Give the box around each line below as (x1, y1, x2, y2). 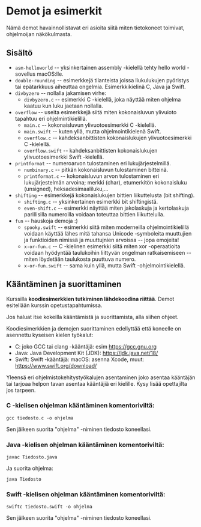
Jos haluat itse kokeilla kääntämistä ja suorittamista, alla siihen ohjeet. (6, 313, 179, 320)
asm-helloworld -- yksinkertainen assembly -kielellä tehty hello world (14, 64, 186, 71)
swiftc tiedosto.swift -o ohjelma (6, 504, 93, 510)
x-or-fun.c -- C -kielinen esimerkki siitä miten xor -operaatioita (23, 242, 181, 250)
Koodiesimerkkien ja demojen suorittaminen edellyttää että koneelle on (6, 324, 181, 332)
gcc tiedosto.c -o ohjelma (6, 415, 74, 421)
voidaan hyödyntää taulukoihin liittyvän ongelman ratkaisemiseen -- (23, 249, 192, 256)
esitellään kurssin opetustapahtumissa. (6, 302, 103, 309)
